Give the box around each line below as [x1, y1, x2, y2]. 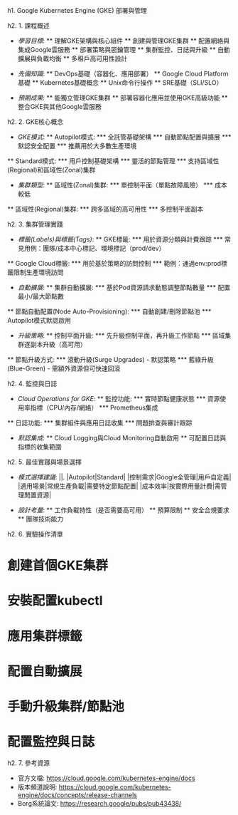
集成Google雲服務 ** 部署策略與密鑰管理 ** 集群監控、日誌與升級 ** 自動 [17, 46, 230, 53]
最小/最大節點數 [17, 292, 64, 301]
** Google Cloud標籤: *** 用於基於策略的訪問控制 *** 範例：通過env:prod [7, 259, 222, 267]
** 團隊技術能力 [17, 515, 64, 523]
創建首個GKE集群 [7, 558, 109, 573]
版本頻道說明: [17, 782, 58, 791]
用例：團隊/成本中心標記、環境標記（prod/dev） [23, 244, 166, 252]
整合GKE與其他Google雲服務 [17, 103, 102, 110]
